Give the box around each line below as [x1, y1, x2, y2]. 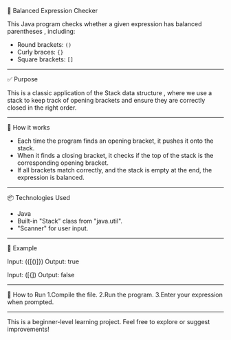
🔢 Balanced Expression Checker [7, 7, 98, 14]
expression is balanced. [16, 173, 85, 181]
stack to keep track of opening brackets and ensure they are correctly [7, 97, 206, 104]
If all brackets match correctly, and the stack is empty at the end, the [16, 166, 212, 174]
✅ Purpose [7, 75, 38, 83]
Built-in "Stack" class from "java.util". [16, 217, 122, 225]
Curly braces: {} [16, 48, 64, 56]
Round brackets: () [16, 41, 72, 48]
